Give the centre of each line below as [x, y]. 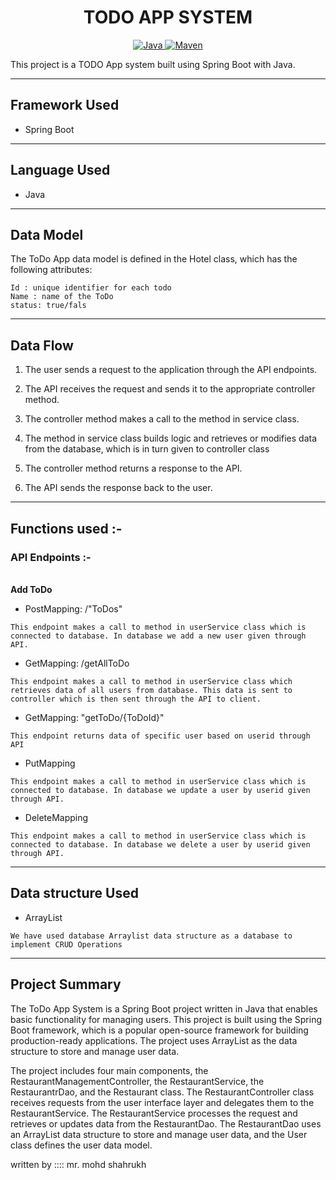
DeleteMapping [56, 817]
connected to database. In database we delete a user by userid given [160, 844]
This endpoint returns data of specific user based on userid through [160, 736]
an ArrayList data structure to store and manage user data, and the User [159, 1134]
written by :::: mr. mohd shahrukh [78, 1164]
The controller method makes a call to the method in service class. [162, 419]
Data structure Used [74, 893]
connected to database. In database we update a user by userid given [160, 790]
